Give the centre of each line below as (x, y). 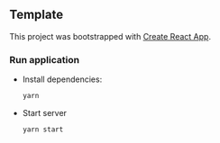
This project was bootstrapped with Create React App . (110, 36)
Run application (44, 59)
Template (37, 15)
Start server (45, 112)
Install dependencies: (62, 79)
